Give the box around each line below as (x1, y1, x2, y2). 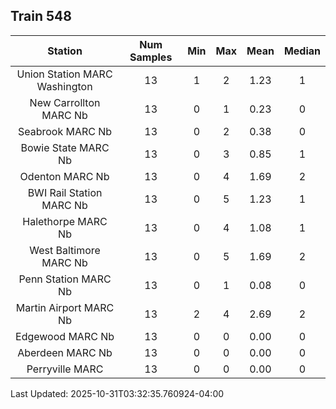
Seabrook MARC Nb (17, 124, 113, 138)
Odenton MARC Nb (19, 169, 110, 183)
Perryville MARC (26, 362, 104, 376)
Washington (36, 79, 93, 93)
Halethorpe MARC (22, 214, 108, 228)
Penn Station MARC (18, 272, 112, 286)
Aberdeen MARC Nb (17, 345, 113, 359)
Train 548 (10, 8, 72, 25)
